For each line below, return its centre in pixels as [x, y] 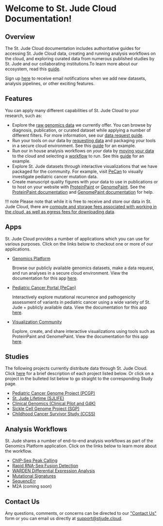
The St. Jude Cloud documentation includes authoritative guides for [73, 48]
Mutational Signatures [34, 476]
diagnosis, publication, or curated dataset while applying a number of [81, 130]
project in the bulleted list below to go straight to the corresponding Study [79, 378]
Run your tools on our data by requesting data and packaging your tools [84, 140]
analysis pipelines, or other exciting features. [50, 83]
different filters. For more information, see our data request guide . [78, 135]
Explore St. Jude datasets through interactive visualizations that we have [85, 166]
